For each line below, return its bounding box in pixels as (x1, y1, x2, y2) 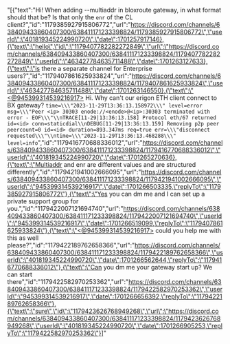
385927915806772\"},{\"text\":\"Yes (7, 190, 108, 198)
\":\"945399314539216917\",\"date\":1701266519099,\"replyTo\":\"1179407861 (7, 219, 223, 227)
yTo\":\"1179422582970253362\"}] (7, 329, 104, 337)
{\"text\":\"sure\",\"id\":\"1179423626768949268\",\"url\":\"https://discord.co (7, 307, 219, 315)
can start (7, 270, 33, 279)
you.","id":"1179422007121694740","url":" (7, 205, 124, 212)
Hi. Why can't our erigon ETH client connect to (85, 94, 218, 102)
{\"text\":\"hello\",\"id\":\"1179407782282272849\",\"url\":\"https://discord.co (7, 43, 220, 50)
